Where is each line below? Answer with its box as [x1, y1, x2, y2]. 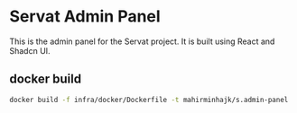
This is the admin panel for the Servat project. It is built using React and [9, 36, 275, 47]
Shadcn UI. [9, 45, 51, 56]
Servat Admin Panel [9, 6, 161, 27]
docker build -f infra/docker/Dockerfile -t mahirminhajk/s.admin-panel [9, 95, 289, 104]
